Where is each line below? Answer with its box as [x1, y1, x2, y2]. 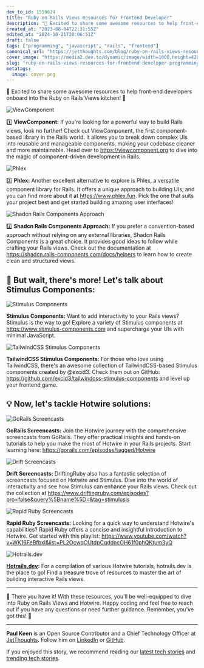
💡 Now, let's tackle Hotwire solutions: [6, 399, 151, 409]
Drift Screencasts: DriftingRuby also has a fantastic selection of [6, 469, 167, 477]
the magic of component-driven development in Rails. [6, 153, 141, 160]
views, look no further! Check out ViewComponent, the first [6, 127, 155, 135]
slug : [6, 60, 20, 66]
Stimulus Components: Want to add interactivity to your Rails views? [6, 312, 179, 320]
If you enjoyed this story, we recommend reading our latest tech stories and [6, 648, 195, 655]
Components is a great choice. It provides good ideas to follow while [6, 238, 178, 245]
